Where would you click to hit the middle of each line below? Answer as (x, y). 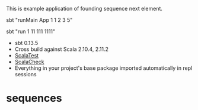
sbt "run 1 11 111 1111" (31, 31)
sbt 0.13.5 (26, 43)
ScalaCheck (29, 62)
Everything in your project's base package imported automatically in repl (103, 68)
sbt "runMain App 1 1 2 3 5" (39, 20)
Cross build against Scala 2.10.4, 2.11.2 (61, 49)
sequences (34, 98)
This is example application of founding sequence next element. (84, 9)
